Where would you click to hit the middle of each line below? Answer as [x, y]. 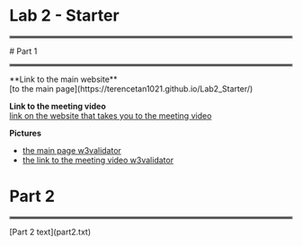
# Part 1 [23, 51]
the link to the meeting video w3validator [98, 160]
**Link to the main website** [64, 79]
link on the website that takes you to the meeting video [111, 115]
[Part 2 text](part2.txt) [50, 232]
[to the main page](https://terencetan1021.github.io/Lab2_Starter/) [131, 88]
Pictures [26, 133]
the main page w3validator [71, 150]
